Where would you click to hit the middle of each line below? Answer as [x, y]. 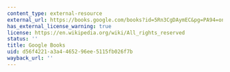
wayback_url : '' [30, 58]
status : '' [23, 39]
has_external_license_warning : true [59, 26]
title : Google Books [37, 45]
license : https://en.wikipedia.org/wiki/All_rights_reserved [96, 33]
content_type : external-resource [55, 13]
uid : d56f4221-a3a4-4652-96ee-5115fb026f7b [70, 52]
